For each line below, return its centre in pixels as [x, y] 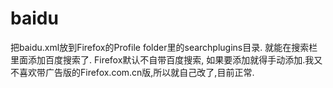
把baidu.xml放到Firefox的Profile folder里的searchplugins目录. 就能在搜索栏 [164, 47]
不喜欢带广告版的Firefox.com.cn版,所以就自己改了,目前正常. [132, 72]
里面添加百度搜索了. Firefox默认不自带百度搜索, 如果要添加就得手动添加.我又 [166, 59]
